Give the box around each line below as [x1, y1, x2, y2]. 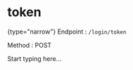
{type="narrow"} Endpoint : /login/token [7, 27, 127, 36]
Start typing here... [7, 54, 62, 63]
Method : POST [7, 41, 52, 49]
